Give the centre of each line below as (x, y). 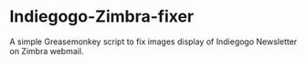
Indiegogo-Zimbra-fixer (102, 17)
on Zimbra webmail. (47, 50)
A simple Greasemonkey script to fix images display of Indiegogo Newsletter (153, 41)
